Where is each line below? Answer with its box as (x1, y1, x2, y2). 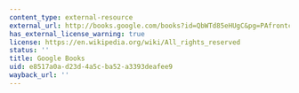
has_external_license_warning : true (9, 29, 145, 38)
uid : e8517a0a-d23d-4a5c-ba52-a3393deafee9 (9, 63, 174, 72)
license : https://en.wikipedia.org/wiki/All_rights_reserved (9, 37, 241, 47)
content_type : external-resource (9, 12, 133, 22)
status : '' (9, 46, 50, 55)
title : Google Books (9, 54, 86, 63)
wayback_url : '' (9, 71, 69, 80)
